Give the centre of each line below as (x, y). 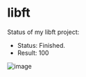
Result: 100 (33, 53)
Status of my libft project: (43, 32)
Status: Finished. (41, 45)
